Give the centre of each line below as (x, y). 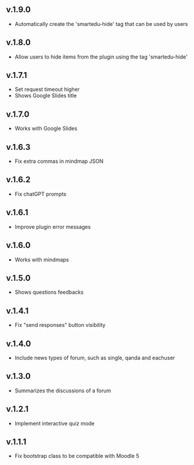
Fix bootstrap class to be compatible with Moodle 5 (77, 456)
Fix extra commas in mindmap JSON (59, 161)
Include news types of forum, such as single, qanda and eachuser (95, 358)
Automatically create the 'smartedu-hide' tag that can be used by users (101, 24)
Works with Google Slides (46, 129)
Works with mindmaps (42, 260)
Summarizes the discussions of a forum (63, 390)
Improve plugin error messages (53, 227)
